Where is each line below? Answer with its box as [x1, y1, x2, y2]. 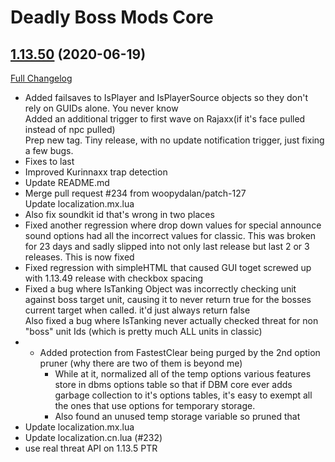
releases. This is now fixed [24, 251, 135, 263]
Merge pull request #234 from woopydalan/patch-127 [24, 187, 247, 199]
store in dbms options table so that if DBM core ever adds [54, 379, 293, 390]
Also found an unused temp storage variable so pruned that [54, 411, 301, 422]
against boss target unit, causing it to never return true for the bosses [24, 294, 312, 305]
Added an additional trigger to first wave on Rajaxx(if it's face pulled [24, 113, 306, 125]
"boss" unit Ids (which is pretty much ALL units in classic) [24, 326, 263, 337]
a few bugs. [24, 145, 74, 156]
